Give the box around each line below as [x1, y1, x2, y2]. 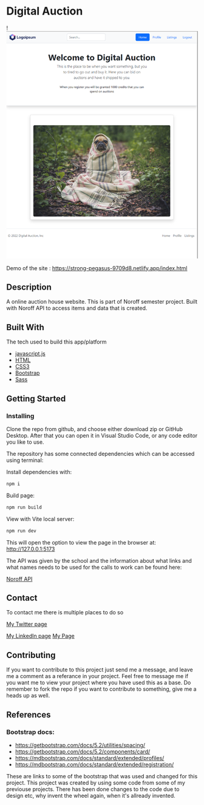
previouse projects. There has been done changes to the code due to [6, 785, 180, 793]
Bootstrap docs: [6, 727, 55, 736]
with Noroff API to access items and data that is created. [6, 305, 148, 312]
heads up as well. [6, 692, 50, 699]
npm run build [6, 504, 42, 511]
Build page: [6, 492, 35, 499]
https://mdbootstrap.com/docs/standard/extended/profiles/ [15, 754, 165, 761]
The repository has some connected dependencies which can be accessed [6, 450, 195, 457]
